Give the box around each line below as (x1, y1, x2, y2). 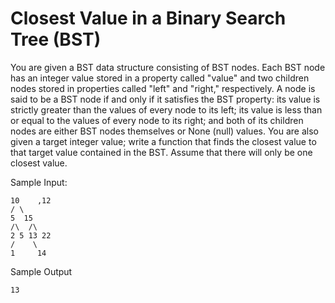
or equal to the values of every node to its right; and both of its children (10, 114, 304, 126)
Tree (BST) (10, 28, 102, 51)
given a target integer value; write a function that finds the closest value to (10, 135, 317, 147)
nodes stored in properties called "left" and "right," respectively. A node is (10, 82, 316, 94)
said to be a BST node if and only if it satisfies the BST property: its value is (10, 93, 321, 105)
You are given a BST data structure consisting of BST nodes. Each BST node (10, 61, 326, 73)
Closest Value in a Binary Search (10, 7, 287, 30)
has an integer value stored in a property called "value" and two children (10, 72, 310, 84)
